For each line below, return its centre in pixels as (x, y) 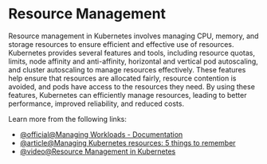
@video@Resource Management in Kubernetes (98, 151)
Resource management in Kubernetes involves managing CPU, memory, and (133, 36)
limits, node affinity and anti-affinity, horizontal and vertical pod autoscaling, (133, 61)
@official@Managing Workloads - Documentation (101, 134)
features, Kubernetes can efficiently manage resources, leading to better (128, 95)
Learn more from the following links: (68, 119)
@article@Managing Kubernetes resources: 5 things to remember (128, 143)
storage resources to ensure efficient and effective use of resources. (121, 44)
